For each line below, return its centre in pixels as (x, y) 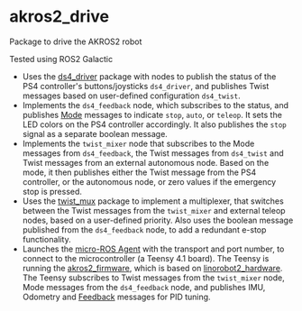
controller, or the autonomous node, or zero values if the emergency (149, 181)
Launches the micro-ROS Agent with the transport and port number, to (153, 249)
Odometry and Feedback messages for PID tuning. (116, 297)
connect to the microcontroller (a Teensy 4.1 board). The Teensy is (146, 258)
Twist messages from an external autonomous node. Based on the (146, 162)
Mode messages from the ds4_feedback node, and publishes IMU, (144, 287)
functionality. (46, 239)
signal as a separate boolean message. (95, 133)
